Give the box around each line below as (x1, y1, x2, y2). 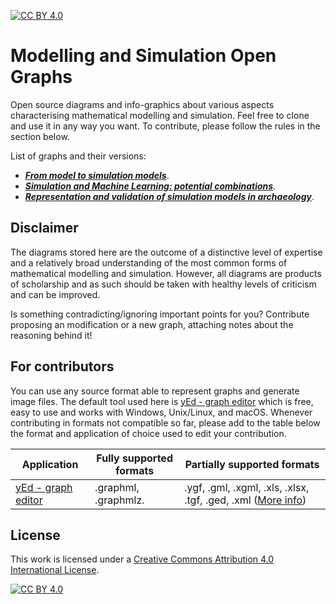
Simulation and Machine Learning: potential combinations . (24, 180, 277, 192)
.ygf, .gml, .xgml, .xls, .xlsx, (184, 480, 310, 494)
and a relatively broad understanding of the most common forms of (10, 256, 288, 269)
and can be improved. (10, 288, 101, 300)
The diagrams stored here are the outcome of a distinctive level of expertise (10, 246, 323, 258)
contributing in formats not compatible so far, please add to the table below (10, 416, 321, 429)
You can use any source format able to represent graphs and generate (10, 385, 300, 397)
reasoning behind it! (10, 329, 93, 341)
